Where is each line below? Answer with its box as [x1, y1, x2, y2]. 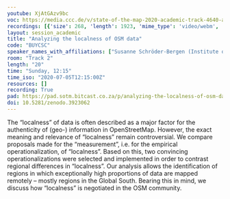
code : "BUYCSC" [7, 42, 51, 49]
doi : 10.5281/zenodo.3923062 [7, 99, 90, 106]
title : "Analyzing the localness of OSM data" [7, 36, 142, 43]
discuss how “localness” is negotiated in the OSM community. [7, 183, 182, 192]
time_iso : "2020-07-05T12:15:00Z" [7, 73, 106, 81]
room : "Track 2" [7, 55, 53, 62]
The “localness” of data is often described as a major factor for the [7, 118, 196, 126]
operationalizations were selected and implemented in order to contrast [7, 154, 209, 163]
